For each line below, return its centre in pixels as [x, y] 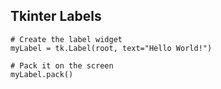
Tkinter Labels [56, 16]
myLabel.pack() [42, 74]
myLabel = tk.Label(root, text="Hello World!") [111, 48]
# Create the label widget [66, 39]
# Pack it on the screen [62, 65]
